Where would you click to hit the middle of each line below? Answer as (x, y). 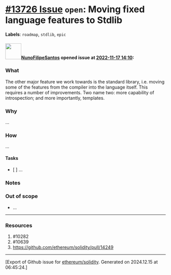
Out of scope (22, 196)
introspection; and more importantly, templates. (55, 98)
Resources (19, 225)
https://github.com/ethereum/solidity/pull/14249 (63, 248)
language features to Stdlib (64, 20)
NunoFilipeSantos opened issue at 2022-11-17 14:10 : (78, 58)
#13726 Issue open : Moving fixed (75, 9)
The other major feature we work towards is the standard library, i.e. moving (85, 81)
